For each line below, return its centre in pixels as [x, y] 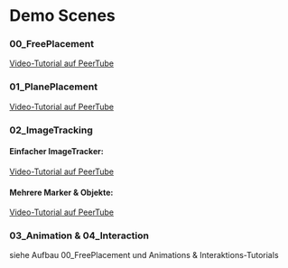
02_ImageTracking [51, 130]
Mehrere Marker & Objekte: [61, 192]
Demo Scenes [62, 16]
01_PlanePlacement [53, 87]
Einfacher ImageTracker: [56, 152]
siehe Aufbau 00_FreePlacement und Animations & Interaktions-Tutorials [144, 255]
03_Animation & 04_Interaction [79, 236]
